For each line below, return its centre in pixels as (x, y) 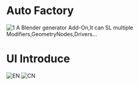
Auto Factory (40, 11)
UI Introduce (38, 59)
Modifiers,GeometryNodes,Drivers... (52, 34)
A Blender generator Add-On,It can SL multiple (75, 28)
